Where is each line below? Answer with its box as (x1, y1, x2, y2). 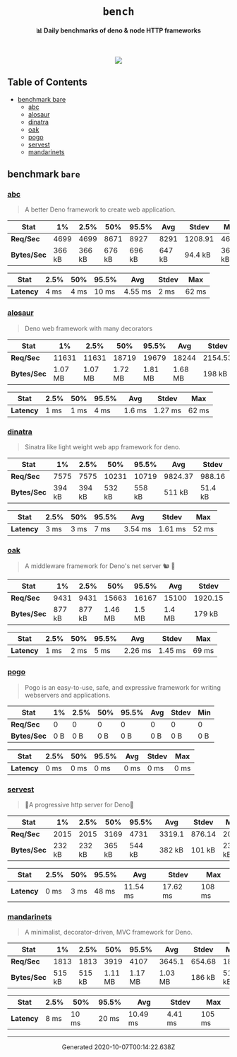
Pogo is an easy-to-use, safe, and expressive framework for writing (24, 683, 221, 691)
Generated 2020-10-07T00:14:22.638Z (61, 1043, 176, 1051)
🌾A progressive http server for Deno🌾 (24, 800, 134, 809)
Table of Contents (7, 76, 88, 88)
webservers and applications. (24, 691, 111, 699)
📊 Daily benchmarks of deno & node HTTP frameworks (36, 26, 201, 35)
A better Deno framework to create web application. (24, 205, 176, 214)
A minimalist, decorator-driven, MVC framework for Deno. (24, 928, 193, 937)
